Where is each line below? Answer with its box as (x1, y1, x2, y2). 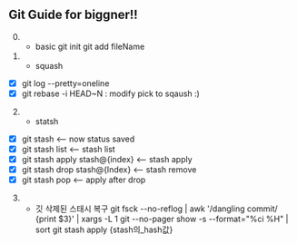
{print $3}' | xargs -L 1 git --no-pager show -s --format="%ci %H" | (35, 213, 289, 225)
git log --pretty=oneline (21, 77, 110, 89)
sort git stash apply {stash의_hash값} (35, 224, 173, 235)
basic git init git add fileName (35, 41, 145, 52)
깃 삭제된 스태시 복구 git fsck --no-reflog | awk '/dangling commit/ (35, 203, 278, 214)
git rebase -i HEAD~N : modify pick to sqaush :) (21, 88, 201, 99)
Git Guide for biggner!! (8, 7, 138, 23)
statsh (35, 115, 59, 126)
